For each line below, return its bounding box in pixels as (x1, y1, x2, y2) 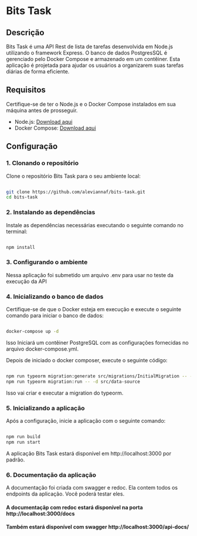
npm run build (6, 433, 41, 440)
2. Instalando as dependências (6, 208, 96, 217)
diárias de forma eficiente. (6, 68, 70, 75)
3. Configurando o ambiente (6, 258, 88, 267)
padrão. (6, 456, 25, 463)
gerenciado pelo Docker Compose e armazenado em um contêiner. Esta (6, 56, 181, 62)
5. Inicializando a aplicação (6, 404, 85, 412)
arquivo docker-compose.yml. (6, 345, 79, 352)
